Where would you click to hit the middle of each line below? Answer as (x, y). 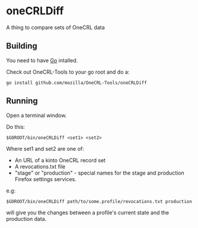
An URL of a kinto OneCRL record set (60, 160)
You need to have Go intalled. (42, 60)
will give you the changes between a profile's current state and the (88, 213)
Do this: (16, 126)
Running (22, 101)
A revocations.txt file (40, 166)
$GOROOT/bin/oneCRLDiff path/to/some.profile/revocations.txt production (99, 201)
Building (22, 46)
